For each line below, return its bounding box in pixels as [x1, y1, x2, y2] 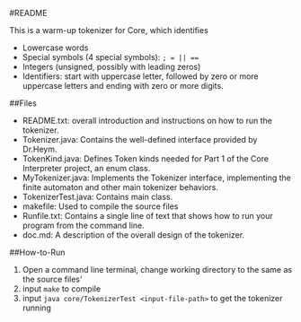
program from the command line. [22, 220, 146, 231]
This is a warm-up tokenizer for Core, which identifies [9, 25, 208, 35]
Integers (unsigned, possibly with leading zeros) [22, 62, 201, 72]
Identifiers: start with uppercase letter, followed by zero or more [22, 71, 259, 82]
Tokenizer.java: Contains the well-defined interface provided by [22, 135, 258, 144]
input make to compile [22, 283, 102, 294]
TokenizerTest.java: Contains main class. [22, 192, 173, 202]
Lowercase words [22, 42, 89, 53]
